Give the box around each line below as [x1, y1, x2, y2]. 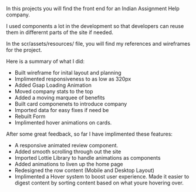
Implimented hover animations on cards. [14, 119, 112, 126]
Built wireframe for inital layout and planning [14, 69, 121, 76]
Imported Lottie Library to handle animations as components [14, 154, 161, 161]
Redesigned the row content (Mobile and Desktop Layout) [14, 167, 154, 174]
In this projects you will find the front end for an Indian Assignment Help [6, 5, 180, 12]
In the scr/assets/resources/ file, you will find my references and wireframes [6, 41, 191, 47]
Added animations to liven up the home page [14, 161, 123, 167]
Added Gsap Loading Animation [14, 82, 92, 89]
